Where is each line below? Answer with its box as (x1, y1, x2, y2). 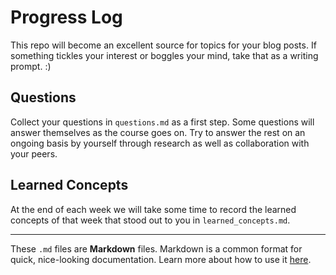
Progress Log (10, 6, 123, 29)
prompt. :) (10, 60, 52, 72)
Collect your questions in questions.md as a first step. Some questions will (10, 116, 315, 128)
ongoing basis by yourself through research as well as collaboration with (10, 137, 310, 149)
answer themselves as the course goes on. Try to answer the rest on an (10, 126, 306, 138)
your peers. (10, 147, 58, 160)
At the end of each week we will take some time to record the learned (10, 203, 297, 215)
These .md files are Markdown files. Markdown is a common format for (10, 242, 303, 255)
